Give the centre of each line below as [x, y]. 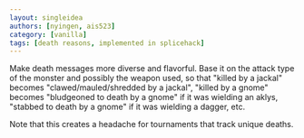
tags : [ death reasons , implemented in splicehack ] [107, 43]
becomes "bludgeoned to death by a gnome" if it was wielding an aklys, [144, 97]
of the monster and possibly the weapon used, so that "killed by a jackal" [146, 78]
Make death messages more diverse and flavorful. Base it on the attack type [152, 69]
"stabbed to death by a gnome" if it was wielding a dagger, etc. [127, 107]
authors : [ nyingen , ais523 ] [63, 26]
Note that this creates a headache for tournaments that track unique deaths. [152, 124]
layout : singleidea [46, 18]
